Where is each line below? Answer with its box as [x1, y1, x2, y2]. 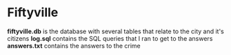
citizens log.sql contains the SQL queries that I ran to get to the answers [7, 34, 213, 42]
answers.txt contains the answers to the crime [7, 41, 141, 50]
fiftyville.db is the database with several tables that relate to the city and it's [7, 27, 224, 35]
